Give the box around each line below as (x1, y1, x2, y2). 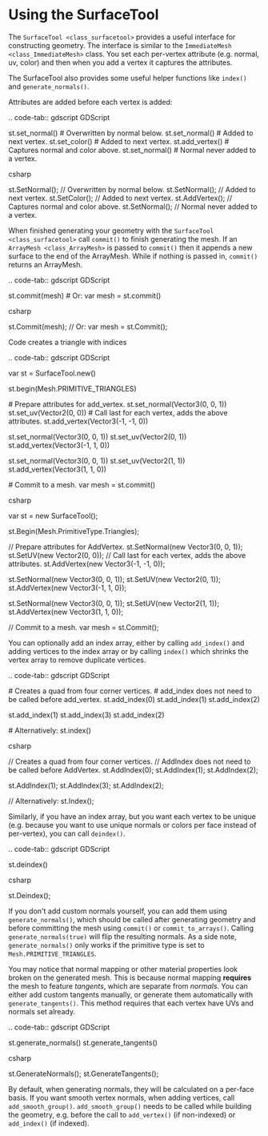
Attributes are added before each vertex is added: (8, 97, 173, 106)
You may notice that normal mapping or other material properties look (8, 964, 238, 973)
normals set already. (8, 1006, 76, 1016)
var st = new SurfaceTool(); (8, 511, 98, 520)
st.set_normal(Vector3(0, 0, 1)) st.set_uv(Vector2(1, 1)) (8, 456, 186, 465)
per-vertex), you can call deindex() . (8, 829, 126, 838)
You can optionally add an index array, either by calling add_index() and (8, 638, 245, 648)
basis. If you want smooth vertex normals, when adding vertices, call (8, 1093, 235, 1102)
